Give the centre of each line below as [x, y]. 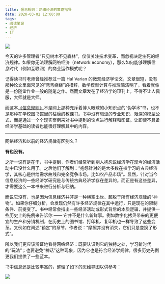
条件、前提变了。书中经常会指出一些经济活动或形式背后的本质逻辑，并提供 [80, 209]
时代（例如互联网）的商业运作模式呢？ [48, 68]
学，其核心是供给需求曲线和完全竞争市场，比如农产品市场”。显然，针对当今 [82, 174]
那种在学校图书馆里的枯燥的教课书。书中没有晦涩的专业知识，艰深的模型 [82, 114]
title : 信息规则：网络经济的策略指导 [39, 10]
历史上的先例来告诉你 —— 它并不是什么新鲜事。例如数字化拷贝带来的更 [81, 215]
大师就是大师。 [29, 97]
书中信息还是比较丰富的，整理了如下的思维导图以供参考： [63, 267]
